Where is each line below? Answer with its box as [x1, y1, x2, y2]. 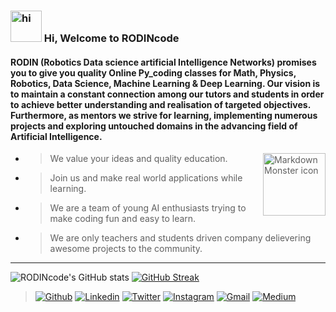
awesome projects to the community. [49, 243, 203, 255]
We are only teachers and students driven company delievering [49, 232, 312, 244]
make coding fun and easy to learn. [49, 213, 197, 225]
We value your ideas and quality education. [49, 153, 228, 165]
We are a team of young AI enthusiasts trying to [49, 202, 247, 214]
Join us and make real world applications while [49, 172, 243, 184]
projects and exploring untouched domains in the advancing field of [10, 120, 298, 132]
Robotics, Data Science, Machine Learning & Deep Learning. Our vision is [10, 77, 321, 89]
